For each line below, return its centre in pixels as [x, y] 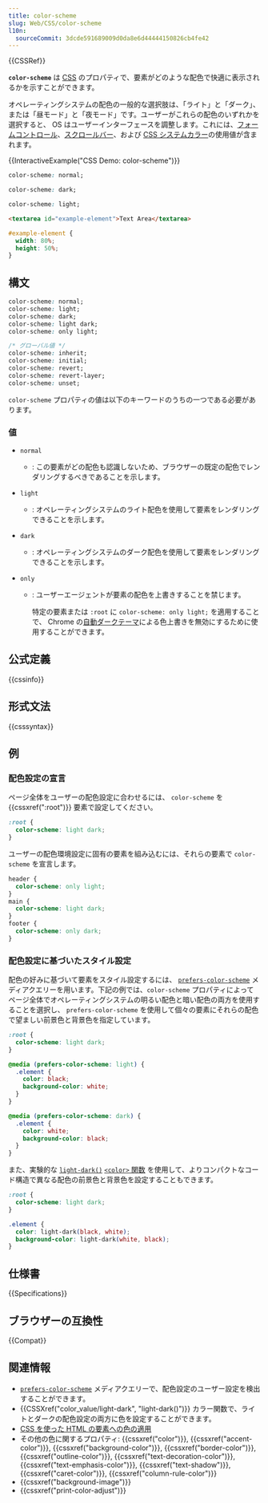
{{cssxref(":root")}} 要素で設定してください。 [83, 808]
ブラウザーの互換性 [56, 1321]
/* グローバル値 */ [37, 346]
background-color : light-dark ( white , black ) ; [93, 1239]
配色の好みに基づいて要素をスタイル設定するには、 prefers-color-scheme [129, 980]
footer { [23, 924]
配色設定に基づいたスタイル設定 [70, 961]
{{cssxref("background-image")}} [76, 1481]
